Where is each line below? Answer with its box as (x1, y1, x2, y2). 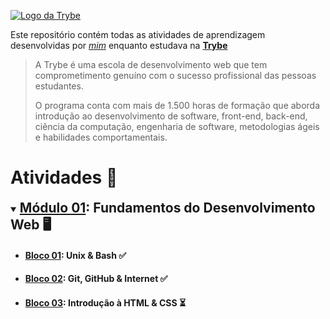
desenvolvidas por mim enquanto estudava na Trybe (10, 40, 228, 51)
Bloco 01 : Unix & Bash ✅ (24, 249, 127, 261)
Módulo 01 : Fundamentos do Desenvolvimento (19, 199, 316, 216)
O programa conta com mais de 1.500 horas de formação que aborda (34, 100, 321, 111)
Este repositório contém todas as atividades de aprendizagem (10, 29, 266, 40)
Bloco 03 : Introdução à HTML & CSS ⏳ (24, 296, 187, 309)
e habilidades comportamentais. (34, 131, 168, 143)
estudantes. (34, 80, 84, 92)
